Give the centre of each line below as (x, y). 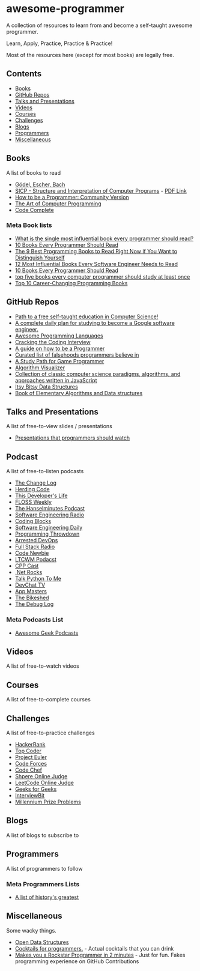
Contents (24, 74)
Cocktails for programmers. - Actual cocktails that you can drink (94, 948)
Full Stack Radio (35, 547)
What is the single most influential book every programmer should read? (104, 238)
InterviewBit (30, 796)
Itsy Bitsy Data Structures (46, 387)
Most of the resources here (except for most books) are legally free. (90, 55)
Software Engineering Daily (49, 528)
